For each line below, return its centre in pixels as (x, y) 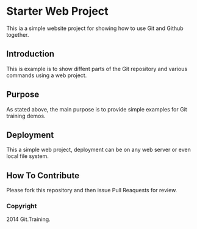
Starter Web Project (57, 11)
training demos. (26, 116)
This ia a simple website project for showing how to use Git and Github (95, 28)
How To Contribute (43, 175)
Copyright (22, 206)
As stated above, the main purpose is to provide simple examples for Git (97, 109)
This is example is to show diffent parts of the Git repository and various (97, 69)
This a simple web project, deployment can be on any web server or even (99, 150)
